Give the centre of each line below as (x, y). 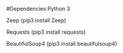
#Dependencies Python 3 (38, 9)
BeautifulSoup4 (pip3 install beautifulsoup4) (62, 44)
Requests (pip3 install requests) (46, 32)
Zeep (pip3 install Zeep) (36, 20)
